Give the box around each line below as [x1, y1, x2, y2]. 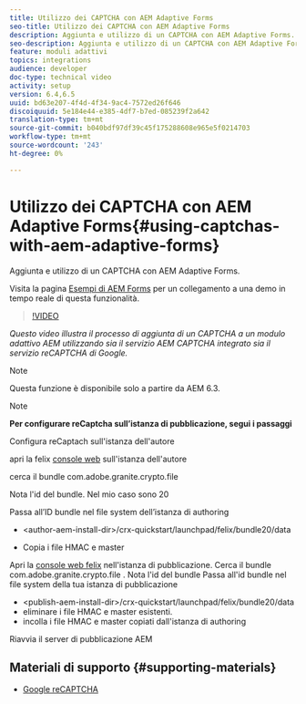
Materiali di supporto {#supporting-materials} [9, 659, 277, 675]
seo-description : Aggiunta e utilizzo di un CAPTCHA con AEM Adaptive [9, 38, 283, 48]
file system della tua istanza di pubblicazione [9, 578, 178, 589]
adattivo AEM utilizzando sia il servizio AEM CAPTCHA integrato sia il [9, 337, 271, 348]
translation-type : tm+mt [9, 115, 104, 124]
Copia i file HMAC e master [22, 542, 125, 553]
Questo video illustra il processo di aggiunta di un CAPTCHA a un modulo [9, 327, 286, 338]
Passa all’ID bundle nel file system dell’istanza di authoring [9, 506, 229, 517]
